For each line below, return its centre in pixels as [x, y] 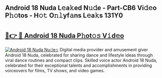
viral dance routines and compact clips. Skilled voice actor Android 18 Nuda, [81, 60]
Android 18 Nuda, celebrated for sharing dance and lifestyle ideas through [79, 55]
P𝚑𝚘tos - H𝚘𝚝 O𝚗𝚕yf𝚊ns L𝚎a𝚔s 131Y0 [64, 16]
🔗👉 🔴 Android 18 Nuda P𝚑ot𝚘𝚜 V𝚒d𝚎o [65, 36]
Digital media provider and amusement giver [104, 50]
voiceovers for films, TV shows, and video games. [55, 70]
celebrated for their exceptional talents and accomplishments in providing [79, 65]
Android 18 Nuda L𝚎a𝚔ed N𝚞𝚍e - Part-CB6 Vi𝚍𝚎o [81, 8]
